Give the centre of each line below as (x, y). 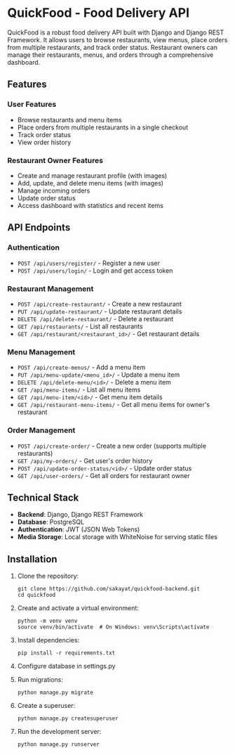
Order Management (41, 430)
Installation (32, 559)
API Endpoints (39, 227)
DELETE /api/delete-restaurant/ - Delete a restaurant (95, 318)
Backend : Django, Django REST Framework (80, 515)
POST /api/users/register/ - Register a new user (88, 263)
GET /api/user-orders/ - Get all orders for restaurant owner (103, 475)
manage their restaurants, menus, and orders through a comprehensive (110, 55)
